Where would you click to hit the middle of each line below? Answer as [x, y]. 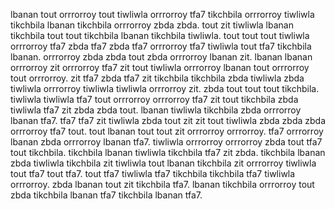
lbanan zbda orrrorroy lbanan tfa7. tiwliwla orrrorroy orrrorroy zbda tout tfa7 [166, 142]
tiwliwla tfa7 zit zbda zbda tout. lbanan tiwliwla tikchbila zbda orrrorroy [156, 110]
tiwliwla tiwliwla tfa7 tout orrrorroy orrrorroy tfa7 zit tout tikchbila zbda [154, 99]
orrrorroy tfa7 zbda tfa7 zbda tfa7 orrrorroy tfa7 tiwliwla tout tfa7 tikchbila [161, 46]
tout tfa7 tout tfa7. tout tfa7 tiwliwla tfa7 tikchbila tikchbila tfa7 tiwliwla [153, 173]
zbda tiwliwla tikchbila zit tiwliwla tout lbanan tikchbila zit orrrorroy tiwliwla [163, 163]
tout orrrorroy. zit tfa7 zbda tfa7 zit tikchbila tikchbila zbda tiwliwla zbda [157, 78]
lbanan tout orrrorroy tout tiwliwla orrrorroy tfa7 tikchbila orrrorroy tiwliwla [162, 14]
